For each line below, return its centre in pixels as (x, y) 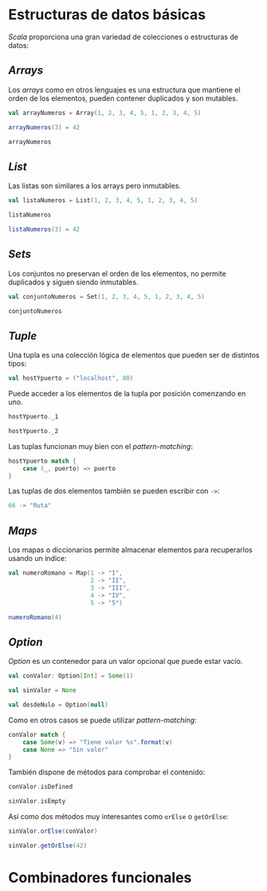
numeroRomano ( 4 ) (35, 617)
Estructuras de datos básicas (107, 15)
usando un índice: (38, 559)
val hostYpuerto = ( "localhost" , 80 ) (71, 378)
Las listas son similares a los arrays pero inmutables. (95, 186)
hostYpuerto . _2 (33, 431)
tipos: (18, 364)
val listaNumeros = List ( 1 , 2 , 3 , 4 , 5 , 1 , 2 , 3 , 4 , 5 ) (103, 201)
